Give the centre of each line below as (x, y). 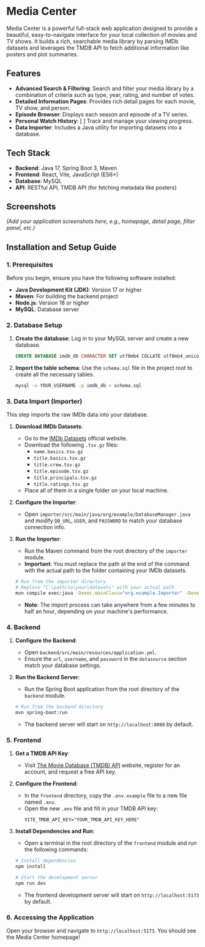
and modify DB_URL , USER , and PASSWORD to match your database (103, 521)
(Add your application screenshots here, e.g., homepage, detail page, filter (101, 221)
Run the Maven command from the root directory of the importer (106, 551)
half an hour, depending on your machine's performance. (96, 611)
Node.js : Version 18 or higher (52, 303)
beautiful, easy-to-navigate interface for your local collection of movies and (102, 34)
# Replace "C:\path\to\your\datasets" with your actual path (95, 587)
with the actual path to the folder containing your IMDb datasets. (106, 570)
